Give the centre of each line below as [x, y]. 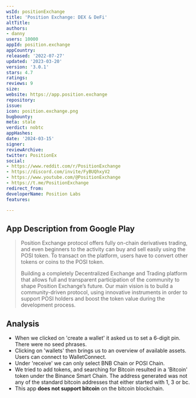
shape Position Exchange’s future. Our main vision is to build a [97, 286]
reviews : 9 [20, 84]
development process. [48, 305]
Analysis [23, 323]
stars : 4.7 [20, 72]
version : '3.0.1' [28, 67]
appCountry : [21, 50]
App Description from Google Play [70, 228]
